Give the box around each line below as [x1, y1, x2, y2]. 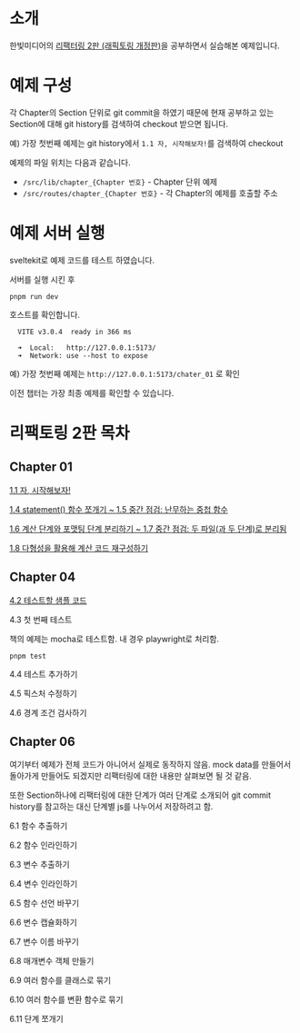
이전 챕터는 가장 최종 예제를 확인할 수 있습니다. [9, 387, 175, 398]
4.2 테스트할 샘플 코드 [9, 594, 87, 605]
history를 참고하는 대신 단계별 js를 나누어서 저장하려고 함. [9, 801, 214, 812]
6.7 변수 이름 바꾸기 [9, 937, 79, 948]
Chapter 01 [9, 460, 73, 475]
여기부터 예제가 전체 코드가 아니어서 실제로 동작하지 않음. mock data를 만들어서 [9, 760, 292, 770]
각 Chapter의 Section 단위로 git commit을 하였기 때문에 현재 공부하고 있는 [9, 106, 275, 118]
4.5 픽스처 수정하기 [9, 688, 77, 699]
